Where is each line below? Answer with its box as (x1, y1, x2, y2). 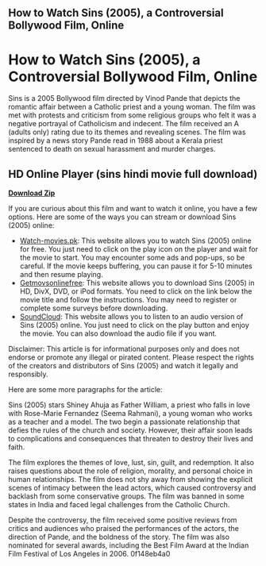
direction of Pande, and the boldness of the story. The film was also (8, 532, 230, 542)
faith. (8, 442, 25, 452)
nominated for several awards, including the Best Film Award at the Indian (8, 541, 249, 550)
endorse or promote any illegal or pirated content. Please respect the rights (8, 352, 254, 362)
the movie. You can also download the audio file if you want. (19, 329, 217, 338)
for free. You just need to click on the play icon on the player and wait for (19, 244, 259, 254)
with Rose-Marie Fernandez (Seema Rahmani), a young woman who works (8, 409, 253, 418)
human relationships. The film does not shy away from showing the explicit (8, 475, 253, 484)
